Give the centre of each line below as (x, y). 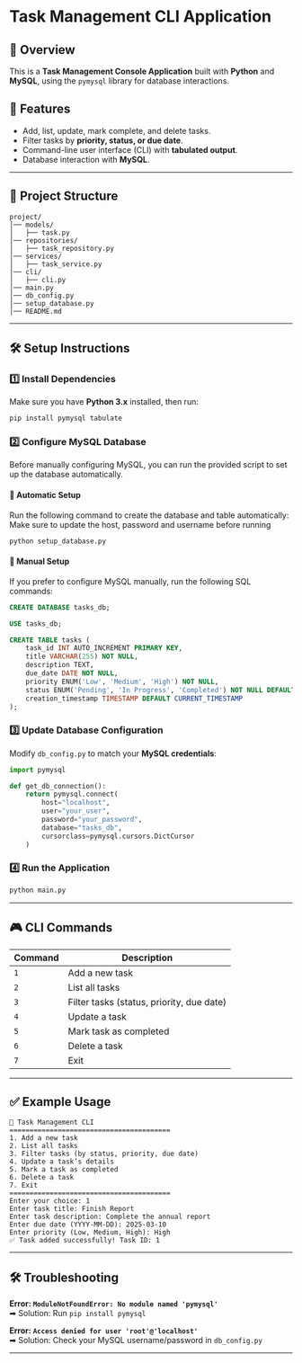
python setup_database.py (58, 541)
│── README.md (36, 311)
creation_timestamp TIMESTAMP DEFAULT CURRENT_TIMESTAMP (134, 699)
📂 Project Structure (64, 196)
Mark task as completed (119, 1031)
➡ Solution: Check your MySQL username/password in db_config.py (136, 1341)
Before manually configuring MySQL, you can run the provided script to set (148, 465)
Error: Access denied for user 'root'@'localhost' (104, 1331)
